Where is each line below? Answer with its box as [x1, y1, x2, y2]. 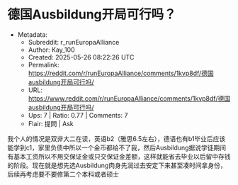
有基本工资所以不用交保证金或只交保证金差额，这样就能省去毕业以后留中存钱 [7, 152, 231, 160]
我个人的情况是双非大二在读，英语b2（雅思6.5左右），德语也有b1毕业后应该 [7, 134, 226, 142]
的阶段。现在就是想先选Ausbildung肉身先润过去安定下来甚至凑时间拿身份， [7, 161, 227, 169]
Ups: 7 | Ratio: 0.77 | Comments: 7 [28, 111, 128, 119]
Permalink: [28, 60, 60, 69]
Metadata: [17, 30, 48, 39]
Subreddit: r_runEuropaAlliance [28, 38, 120, 46]
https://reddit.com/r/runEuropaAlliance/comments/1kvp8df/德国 [28, 69, 214, 77]
